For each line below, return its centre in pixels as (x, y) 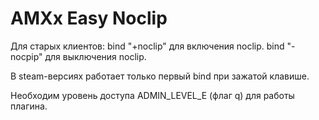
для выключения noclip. (95, 56)
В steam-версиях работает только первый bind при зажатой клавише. (160, 76)
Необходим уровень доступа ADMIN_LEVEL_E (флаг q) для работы (152, 95)
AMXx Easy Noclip (89, 18)
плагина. (29, 106)
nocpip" (26, 56)
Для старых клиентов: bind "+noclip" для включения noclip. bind (147, 46)
